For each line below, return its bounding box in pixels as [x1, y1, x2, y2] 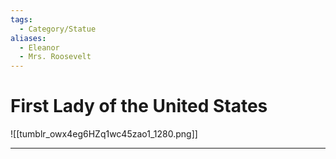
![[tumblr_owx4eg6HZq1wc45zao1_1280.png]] [10, 128, 198, 140]
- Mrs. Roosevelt [19, 52, 92, 62]
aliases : [10, 33, 47, 43]
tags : [10, 14, 33, 25]
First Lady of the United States [10, 95, 268, 118]
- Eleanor [19, 42, 60, 53]
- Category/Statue [19, 24, 97, 34]
